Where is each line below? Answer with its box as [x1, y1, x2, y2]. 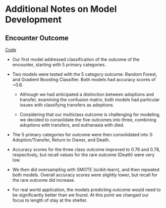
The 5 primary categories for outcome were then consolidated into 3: [12, 132, 154, 137]
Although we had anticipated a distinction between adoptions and [19, 92, 154, 97]
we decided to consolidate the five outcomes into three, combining [19, 117, 157, 122]
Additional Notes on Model [5, 3, 117, 15]
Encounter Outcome [5, 34, 69, 42]
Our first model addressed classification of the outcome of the [12, 56, 140, 62]
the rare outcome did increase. [12, 177, 75, 183]
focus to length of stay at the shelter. [12, 197, 88, 203]
